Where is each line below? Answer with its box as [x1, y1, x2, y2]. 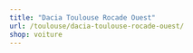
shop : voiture [9, 30, 63, 39]
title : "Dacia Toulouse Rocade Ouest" [9, 13, 156, 22]
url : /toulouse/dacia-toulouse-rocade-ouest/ [9, 22, 184, 31]
